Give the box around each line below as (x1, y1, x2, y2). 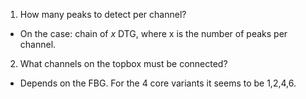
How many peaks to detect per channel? (19, 9, 187, 20)
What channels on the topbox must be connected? (19, 58, 228, 69)
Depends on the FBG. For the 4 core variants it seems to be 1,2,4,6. (19, 77, 297, 89)
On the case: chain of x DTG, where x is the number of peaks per (19, 28, 288, 39)
